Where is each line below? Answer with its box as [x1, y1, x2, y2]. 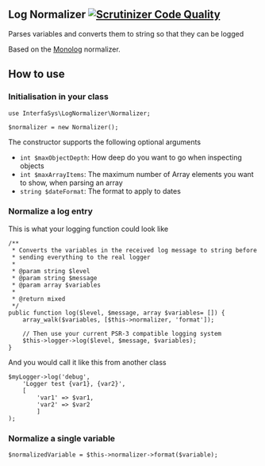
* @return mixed [11, 295, 66, 302]
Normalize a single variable [8, 433, 116, 444]
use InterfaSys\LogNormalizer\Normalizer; [8, 109, 151, 117]
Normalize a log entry [8, 206, 93, 217]
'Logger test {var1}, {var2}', [22, 379, 126, 387]
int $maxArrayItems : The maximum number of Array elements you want [19, 169, 254, 179]
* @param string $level [11, 267, 90, 275]
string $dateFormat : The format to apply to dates [19, 186, 181, 195]
